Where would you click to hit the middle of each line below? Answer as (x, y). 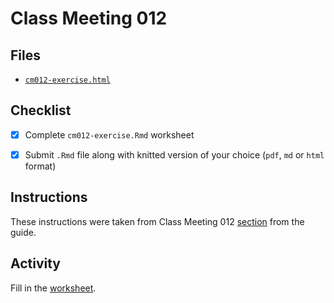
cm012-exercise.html (67, 80)
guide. (23, 232)
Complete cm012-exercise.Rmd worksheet (109, 134)
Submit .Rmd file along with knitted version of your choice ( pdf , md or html (174, 154)
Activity (36, 263)
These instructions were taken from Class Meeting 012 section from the (157, 221)
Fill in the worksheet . (53, 288)
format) (40, 166)
